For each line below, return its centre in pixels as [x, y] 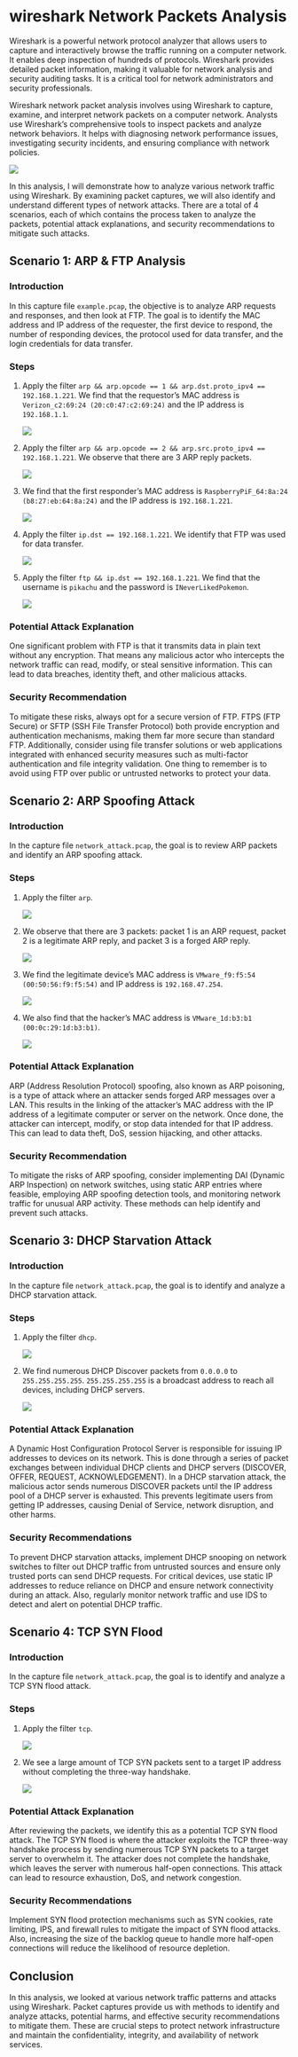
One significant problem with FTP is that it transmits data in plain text [135, 646]
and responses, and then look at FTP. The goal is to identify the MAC [135, 315]
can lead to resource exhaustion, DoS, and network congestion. [125, 1877]
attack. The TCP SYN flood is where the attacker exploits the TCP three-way [149, 1840]
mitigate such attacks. [50, 233]
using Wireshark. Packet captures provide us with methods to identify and [145, 2007]
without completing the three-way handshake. [106, 1771]
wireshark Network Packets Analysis [148, 16]
